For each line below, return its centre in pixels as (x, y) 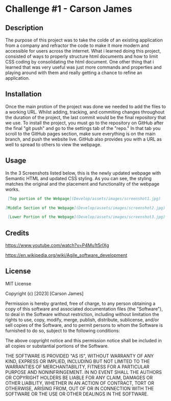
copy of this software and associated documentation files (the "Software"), (84, 309)
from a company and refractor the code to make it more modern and (77, 46)
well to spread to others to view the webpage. (53, 144)
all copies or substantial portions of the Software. (57, 346)
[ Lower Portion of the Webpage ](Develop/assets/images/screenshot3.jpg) (87, 217)
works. (13, 189)
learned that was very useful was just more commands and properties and (83, 67)
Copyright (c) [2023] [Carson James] (44, 293)
